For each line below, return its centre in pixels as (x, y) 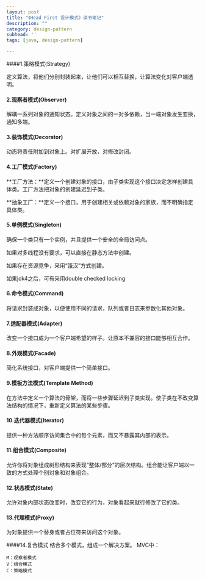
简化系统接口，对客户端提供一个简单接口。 (60, 368)
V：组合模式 (19, 564)
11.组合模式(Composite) (37, 450)
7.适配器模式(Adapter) (34, 323)
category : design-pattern (39, 29)
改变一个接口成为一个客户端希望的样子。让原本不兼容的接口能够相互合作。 (100, 338)
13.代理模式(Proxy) (31, 517)
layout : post (23, 12)
